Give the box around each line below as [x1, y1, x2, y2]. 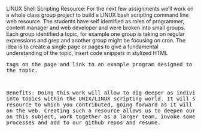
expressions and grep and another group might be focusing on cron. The [6, 37, 186, 44]
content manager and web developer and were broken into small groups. [6, 24, 185, 31]
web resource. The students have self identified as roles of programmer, [6, 18, 184, 24]
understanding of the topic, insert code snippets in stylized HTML [6, 50, 168, 56]
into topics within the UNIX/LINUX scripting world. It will [6, 96, 190, 102]
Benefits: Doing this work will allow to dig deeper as [6, 90, 173, 96]
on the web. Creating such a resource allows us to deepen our [6, 108, 196, 114]
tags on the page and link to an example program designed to [6, 61, 193, 67]
